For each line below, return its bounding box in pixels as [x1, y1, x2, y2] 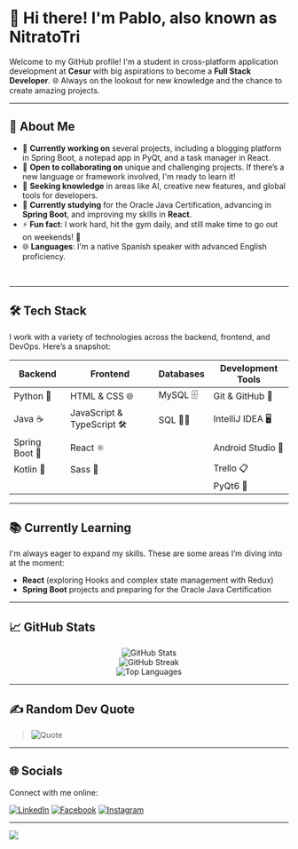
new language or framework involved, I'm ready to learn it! [21, 171, 237, 181]
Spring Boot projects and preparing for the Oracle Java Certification [21, 584, 272, 595]
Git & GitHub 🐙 [213, 390, 273, 402]
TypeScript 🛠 [70, 417, 127, 430]
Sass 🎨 [70, 464, 99, 476]
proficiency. [21, 250, 67, 261]
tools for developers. [21, 190, 98, 201]
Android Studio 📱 [213, 441, 284, 454]
